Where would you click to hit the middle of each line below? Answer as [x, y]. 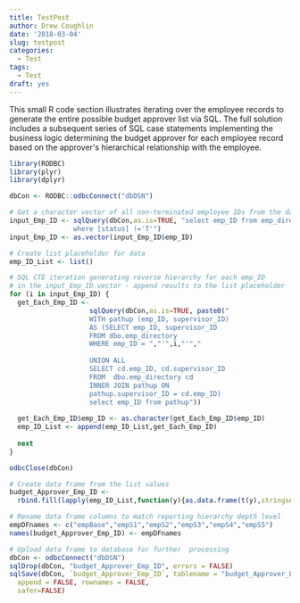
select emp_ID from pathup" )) [145, 402]
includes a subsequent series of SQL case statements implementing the [142, 128]
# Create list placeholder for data [77, 253]
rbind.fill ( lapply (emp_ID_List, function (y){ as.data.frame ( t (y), [139, 500]
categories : [31, 51]
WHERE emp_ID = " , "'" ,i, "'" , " [145, 344]
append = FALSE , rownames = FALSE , [83, 582]
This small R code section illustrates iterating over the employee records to [146, 109]
